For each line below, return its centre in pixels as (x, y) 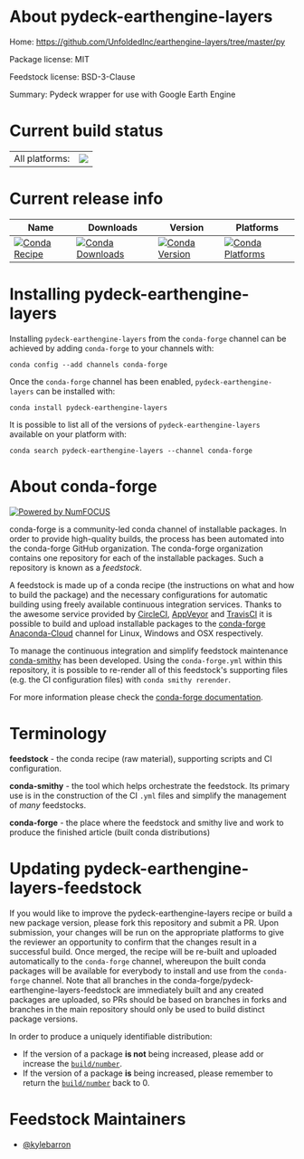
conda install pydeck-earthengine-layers (89, 408)
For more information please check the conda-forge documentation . (137, 697)
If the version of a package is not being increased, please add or (143, 1054)
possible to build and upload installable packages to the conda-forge (138, 623)
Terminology (58, 733)
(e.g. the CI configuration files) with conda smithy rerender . (120, 679)
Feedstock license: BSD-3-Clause (72, 76)
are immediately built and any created (194, 990)
